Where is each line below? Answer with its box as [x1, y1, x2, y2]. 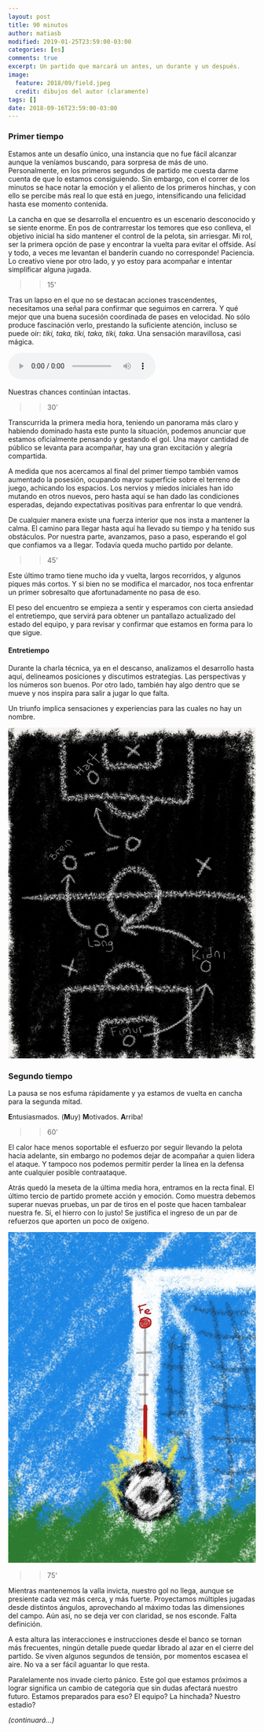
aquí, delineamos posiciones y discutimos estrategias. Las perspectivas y [8, 672, 246, 681]
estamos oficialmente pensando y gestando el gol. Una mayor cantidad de [8, 434, 249, 444]
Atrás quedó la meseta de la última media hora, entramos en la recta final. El [8, 1183, 255, 1193]
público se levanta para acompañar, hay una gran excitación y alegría [8, 442, 233, 452]
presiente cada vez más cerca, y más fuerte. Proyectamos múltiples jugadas [8, 1594, 255, 1604]
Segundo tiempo [8, 1071, 73, 1082]
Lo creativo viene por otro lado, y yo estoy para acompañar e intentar [8, 256, 233, 265]
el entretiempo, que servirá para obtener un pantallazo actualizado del [8, 611, 236, 620]
